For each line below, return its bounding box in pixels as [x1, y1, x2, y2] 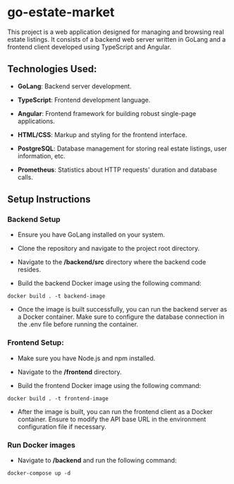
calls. [17, 172, 33, 181]
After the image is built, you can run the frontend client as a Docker [17, 407, 213, 415]
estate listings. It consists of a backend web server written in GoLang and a [7, 35, 226, 43]
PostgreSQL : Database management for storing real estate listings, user [17, 144, 228, 153]
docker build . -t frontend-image [7, 395, 109, 402]
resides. [17, 266, 41, 274]
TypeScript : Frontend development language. [17, 95, 151, 104]
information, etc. [17, 151, 66, 160]
